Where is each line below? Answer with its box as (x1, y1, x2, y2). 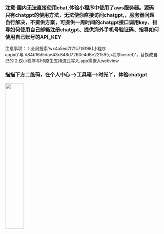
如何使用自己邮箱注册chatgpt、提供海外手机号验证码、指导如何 (10, 26, 159, 33)
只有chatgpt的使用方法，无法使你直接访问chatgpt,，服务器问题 (5, 11, 155, 18)
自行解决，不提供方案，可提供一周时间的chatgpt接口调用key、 (5, 19, 153, 25)
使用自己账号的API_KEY (5, 33, 62, 40)
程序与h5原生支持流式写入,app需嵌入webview (27, 58, 119, 64)
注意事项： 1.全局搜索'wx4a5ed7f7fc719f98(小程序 (5, 45, 106, 52)
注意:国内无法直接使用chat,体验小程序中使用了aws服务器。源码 (5, 4, 154, 11)
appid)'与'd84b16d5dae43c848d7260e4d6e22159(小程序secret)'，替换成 (5, 52, 154, 58)
